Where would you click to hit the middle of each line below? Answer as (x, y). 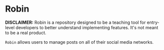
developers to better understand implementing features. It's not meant (87, 27)
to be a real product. (26, 33)
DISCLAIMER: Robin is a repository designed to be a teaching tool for (76, 22)
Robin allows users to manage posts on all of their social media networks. (79, 42)
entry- (153, 22)
